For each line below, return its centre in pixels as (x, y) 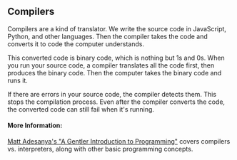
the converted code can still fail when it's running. (81, 109)
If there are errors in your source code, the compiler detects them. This (112, 94)
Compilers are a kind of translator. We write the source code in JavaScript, (117, 28)
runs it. (18, 80)
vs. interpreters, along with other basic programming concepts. (100, 149)
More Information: (35, 126)
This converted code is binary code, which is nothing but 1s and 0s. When (116, 58)
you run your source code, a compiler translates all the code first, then (111, 65)
